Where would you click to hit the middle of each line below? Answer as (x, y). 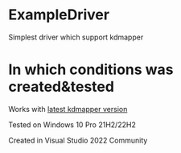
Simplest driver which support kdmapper (76, 37)
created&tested (62, 87)
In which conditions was (91, 70)
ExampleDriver (59, 15)
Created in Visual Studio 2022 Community (78, 140)
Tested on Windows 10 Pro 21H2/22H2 (72, 124)
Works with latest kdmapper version (68, 109)
